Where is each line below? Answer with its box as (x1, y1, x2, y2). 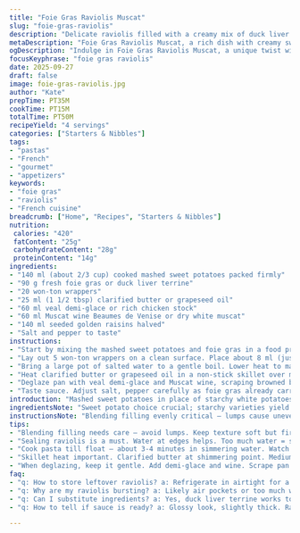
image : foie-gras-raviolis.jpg (9, 79, 126, 88)
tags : (9, 137, 29, 146)
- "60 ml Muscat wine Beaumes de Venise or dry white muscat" (9, 312, 246, 321)
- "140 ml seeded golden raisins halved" (9, 321, 166, 329)
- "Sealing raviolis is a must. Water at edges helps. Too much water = (9, 437, 286, 446)
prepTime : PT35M (9, 96, 70, 105)
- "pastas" (9, 146, 50, 154)
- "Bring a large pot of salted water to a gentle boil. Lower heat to (9, 362, 281, 371)
